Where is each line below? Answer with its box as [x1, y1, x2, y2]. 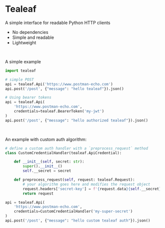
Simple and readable [12, 34, 54, 40]
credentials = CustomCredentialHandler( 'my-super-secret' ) [14, 209, 133, 214]
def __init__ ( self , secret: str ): [14, 159, 84, 164]
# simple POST [5, 77, 34, 82]
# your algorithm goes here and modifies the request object [23, 182, 151, 187]
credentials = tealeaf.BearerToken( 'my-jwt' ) [14, 109, 105, 114]
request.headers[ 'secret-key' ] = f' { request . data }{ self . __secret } [23, 186, 162, 191]
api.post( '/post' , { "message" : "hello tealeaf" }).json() [5, 86, 124, 91]
